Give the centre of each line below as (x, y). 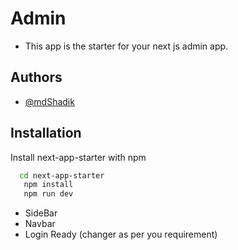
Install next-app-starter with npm (78, 157)
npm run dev (48, 194)
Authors (36, 77)
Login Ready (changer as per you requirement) (121, 234)
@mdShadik (49, 101)
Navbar (40, 224)
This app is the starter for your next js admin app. (126, 46)
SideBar (41, 213)
